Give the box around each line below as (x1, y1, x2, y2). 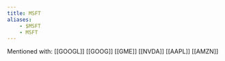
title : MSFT (7, 9, 41, 17)
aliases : (7, 16, 32, 23)
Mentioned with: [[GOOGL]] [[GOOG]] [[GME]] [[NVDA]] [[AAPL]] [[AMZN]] (7, 47, 219, 56)
